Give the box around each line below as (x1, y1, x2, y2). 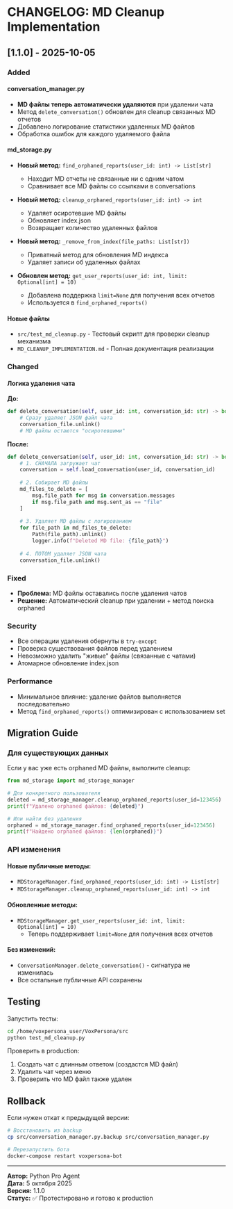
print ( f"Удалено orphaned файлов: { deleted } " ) (7, 802, 144, 810)
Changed (7, 362, 40, 372)
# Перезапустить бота (7, 1146, 70, 1153)
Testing (7, 996, 41, 1008)
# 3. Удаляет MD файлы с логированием (19, 518, 132, 525)
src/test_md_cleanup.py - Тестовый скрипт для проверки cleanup (17, 330, 210, 338)
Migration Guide (7, 727, 78, 739)
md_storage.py (7, 145, 52, 154)
